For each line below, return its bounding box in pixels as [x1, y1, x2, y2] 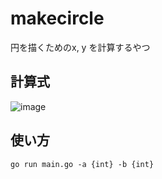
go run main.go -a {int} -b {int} [10, 159, 155, 169]
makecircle [10, 7, 105, 30]
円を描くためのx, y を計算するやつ [10, 41, 151, 53]
